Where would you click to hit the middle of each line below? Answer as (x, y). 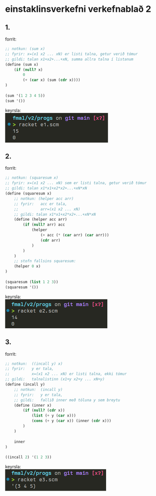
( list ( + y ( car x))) (54, 416)
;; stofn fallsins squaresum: (45, 261)
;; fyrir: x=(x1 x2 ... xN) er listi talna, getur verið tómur (72, 54)
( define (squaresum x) (28, 193)
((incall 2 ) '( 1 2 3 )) (28, 458)
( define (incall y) (25, 384)
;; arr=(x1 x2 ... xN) (47, 209)
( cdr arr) (50, 240)
